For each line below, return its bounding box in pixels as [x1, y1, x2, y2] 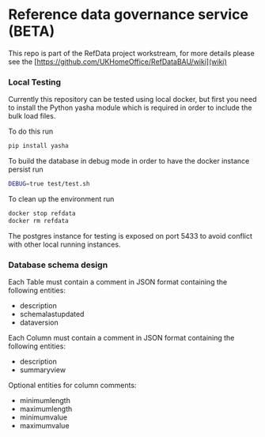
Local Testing [8, 77, 62, 88]
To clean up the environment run [8, 194, 115, 203]
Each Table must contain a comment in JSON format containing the [8, 277, 228, 287]
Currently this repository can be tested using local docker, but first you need [8, 95, 257, 104]
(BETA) [8, 22, 55, 40]
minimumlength [19, 396, 71, 405]
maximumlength [19, 405, 73, 414]
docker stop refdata [8, 209, 77, 217]
